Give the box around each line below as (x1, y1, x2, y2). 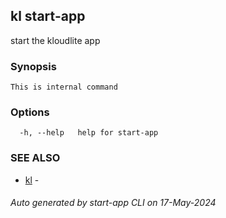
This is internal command (10, 82, 118, 93)
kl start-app (10, 8, 86, 25)
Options (10, 105, 50, 119)
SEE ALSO (10, 151, 61, 165)
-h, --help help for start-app (19, 128, 159, 138)
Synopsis (10, 59, 57, 73)
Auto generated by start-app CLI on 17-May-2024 (10, 197, 217, 209)
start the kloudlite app (10, 34, 101, 46)
